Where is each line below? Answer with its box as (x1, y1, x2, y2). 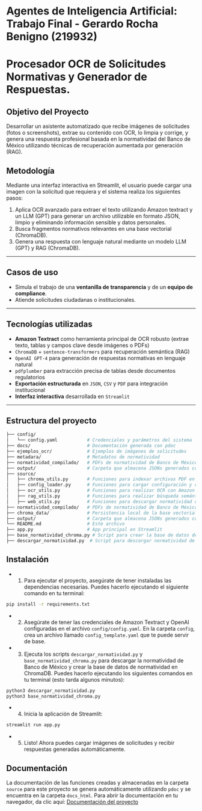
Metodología (6, 165, 55, 176)
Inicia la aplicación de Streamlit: (23, 711, 103, 718)
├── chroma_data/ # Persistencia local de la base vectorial (6, 510, 198, 516)
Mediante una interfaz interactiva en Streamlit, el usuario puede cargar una (6, 182, 192, 189)
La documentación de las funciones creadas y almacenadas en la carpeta (6, 779, 189, 786)
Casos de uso (6, 268, 58, 278)
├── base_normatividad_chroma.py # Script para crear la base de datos (6, 532, 189, 539)
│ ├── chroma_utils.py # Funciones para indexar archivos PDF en (6, 476, 195, 482)
